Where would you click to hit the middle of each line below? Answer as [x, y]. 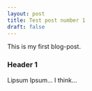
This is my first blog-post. [44, 47]
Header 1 [23, 65]
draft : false [26, 27]
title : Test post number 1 [46, 20]
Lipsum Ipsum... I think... [43, 80]
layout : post [26, 14]
